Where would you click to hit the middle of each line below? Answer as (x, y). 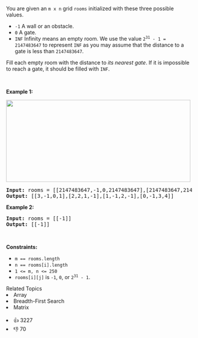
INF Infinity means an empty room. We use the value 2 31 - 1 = (90, 39)
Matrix (22, 307)
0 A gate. (25, 32)
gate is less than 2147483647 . (49, 51)
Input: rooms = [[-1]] (39, 218)
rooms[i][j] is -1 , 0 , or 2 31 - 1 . (52, 277)
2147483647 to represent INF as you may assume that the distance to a (99, 45)
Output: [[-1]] (28, 224)
